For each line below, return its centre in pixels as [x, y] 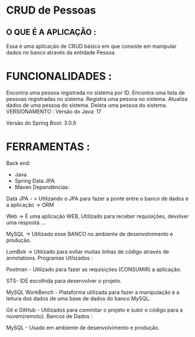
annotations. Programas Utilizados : [49, 258]
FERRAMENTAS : [48, 147]
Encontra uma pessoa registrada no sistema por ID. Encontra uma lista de [95, 93]
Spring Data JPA [35, 181]
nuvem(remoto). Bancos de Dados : [49, 316]
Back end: [18, 163]
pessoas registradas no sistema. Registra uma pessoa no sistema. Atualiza [97, 99]
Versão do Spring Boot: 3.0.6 [41, 123]
